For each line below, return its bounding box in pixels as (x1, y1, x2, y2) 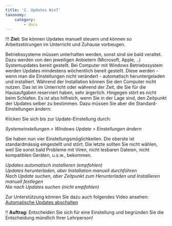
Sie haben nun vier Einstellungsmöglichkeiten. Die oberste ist (5, 136, 135, 142)
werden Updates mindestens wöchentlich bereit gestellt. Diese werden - (5, 68, 158, 74)
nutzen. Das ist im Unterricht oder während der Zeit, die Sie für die (5, 84, 146, 90)
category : (14, 17, 36, 22)
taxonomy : (5, 12, 27, 17)
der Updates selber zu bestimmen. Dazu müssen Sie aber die (5, 101, 135, 107)
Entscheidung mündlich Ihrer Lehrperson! (5, 215, 93, 221)
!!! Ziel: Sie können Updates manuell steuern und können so (5, 36, 132, 42)
